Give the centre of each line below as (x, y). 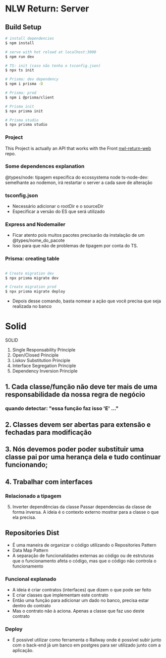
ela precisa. (24, 517)
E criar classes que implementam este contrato (60, 595)
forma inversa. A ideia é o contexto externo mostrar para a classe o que (85, 512)
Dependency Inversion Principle (45, 371)
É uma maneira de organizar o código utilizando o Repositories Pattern (84, 545)
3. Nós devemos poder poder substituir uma (75, 449)
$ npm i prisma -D (24, 84)
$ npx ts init (20, 70)
